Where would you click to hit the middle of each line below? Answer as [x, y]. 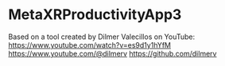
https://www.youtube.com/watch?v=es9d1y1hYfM [89, 45]
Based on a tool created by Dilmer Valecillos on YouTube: [102, 37]
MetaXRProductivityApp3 [95, 15]
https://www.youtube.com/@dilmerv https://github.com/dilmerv [112, 53]
